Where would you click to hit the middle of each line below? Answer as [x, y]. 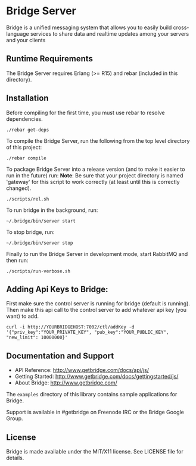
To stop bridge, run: [30, 232]
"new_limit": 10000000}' [37, 337]
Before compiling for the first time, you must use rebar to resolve [85, 112]
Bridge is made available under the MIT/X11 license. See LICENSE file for [95, 451]
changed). [19, 188]
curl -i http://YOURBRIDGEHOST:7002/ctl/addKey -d [70, 327]
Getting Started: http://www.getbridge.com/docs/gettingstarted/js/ [97, 377]
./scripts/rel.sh [28, 199]
